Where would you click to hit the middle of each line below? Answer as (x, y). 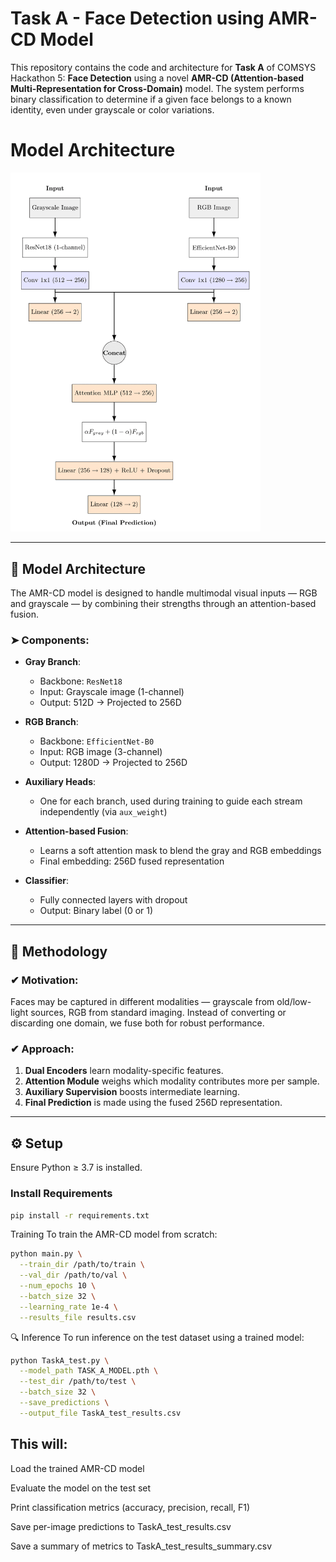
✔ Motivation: (44, 980)
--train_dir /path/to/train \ (82, 1265)
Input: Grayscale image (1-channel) (112, 692)
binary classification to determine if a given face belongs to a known (151, 99)
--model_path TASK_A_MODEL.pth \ (89, 1371)
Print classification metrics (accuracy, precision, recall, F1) (130, 1507)
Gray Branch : (53, 662)
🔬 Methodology (59, 951)
